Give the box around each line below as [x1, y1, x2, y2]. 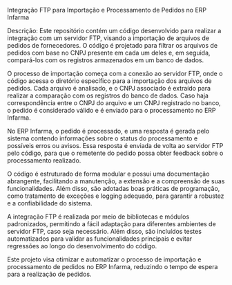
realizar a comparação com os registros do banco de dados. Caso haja [7, 91, 209, 100]
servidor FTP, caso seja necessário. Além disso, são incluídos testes [7, 228, 202, 235]
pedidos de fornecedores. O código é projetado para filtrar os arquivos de [7, 42, 218, 49]
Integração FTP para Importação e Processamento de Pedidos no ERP [7, 6, 207, 14]
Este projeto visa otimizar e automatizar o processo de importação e [7, 255, 202, 264]
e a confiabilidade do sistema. [7, 199, 93, 207]
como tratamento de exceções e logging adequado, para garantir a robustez [7, 192, 224, 200]
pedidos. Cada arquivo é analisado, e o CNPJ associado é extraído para [7, 84, 211, 92]
